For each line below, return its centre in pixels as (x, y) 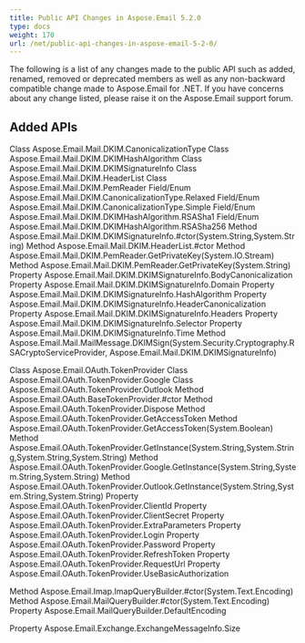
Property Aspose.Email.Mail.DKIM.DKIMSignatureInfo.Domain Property (142, 285)
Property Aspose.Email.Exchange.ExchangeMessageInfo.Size (125, 628)
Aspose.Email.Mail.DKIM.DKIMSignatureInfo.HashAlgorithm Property (138, 295)
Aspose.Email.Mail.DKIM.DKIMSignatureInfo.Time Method (117, 333)
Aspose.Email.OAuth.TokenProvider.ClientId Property (108, 506)
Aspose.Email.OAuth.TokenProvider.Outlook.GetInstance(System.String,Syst (152, 487)
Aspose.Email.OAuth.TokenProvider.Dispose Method (107, 409)
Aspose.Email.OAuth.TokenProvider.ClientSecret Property (117, 515)
